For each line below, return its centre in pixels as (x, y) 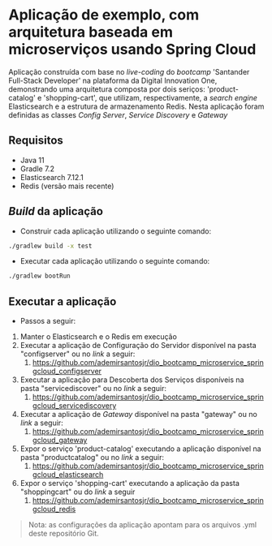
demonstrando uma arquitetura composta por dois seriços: (107, 89)
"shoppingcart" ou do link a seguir (78, 492)
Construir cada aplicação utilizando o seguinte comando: (116, 231)
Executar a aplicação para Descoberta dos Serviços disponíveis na (132, 380)
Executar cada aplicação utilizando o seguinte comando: (115, 261)
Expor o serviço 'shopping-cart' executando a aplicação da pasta (130, 484)
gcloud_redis (54, 509)
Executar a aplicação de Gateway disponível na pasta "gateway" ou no (138, 415)
